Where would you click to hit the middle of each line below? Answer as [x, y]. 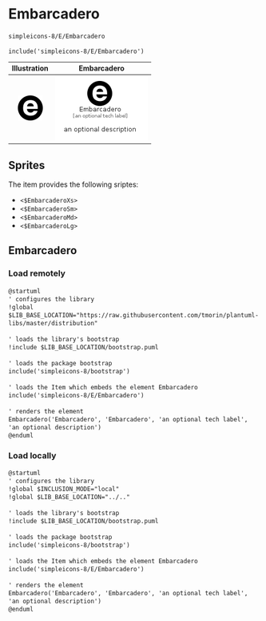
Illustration [30, 68]
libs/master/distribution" [53, 323]
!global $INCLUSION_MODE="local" [64, 489]
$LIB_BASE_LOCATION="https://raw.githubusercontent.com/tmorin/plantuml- [134, 315]
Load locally [32, 455]
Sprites [27, 165]
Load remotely [37, 273]
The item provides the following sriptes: [73, 184]
